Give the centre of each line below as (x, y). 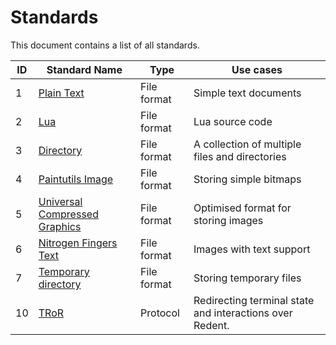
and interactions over (243, 313)
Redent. (211, 325)
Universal (60, 201)
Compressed (68, 214)
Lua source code (233, 121)
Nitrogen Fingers (78, 243)
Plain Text (61, 93)
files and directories (240, 156)
